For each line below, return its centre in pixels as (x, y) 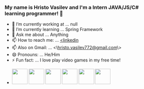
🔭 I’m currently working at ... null (45, 24)
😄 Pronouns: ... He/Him (36, 55)
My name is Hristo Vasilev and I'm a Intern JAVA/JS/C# (72, 7)
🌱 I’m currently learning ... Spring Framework (57, 30)
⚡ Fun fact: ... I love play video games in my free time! (66, 60)
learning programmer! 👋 (34, 13)
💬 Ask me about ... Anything (40, 35)
